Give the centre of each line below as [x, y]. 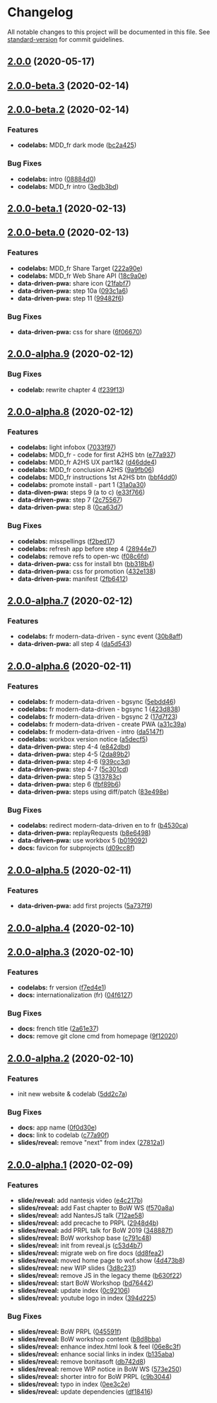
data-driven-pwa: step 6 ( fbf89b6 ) [69, 785]
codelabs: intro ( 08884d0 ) [57, 179]
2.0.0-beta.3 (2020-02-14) [68, 86]
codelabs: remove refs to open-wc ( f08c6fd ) [83, 556]
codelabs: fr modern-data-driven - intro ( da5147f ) [91, 732]
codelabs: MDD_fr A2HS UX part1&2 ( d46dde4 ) [87, 462]
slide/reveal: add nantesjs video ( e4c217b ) [80, 1201]
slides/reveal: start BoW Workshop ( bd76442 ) [86, 1283]
